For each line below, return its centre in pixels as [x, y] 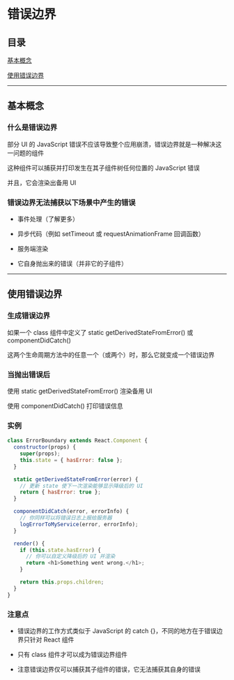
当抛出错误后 [29, 375]
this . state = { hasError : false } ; [71, 460]
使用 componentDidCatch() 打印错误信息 [65, 405]
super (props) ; [40, 454]
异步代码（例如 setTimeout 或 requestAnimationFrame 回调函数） [111, 233]
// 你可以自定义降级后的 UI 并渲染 [70, 556]
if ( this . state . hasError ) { [60, 550]
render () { [29, 543]
